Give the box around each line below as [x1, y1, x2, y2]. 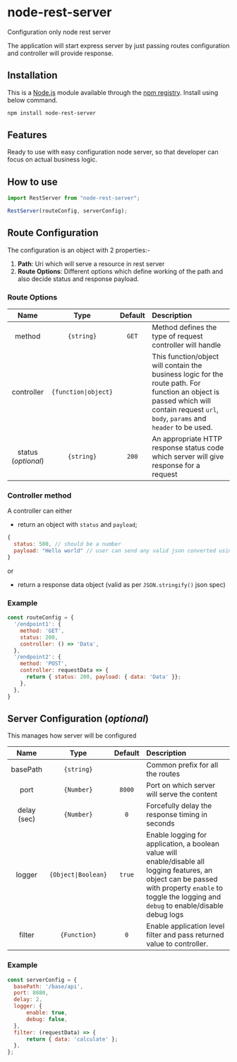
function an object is [152, 387, 220, 397]
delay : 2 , [13, 996, 42, 1003]
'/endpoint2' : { [13, 653, 61, 661]
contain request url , [152, 405, 219, 415]
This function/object [152, 352, 219, 362]
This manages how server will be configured [7, 731, 137, 740]
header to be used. [152, 423, 213, 433]
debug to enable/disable [146, 901, 224, 910]
